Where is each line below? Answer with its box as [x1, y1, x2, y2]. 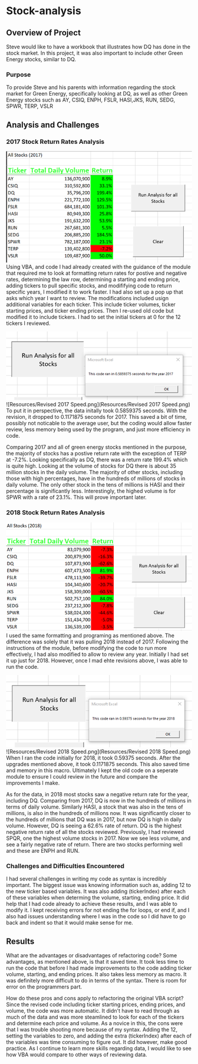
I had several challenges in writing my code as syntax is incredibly [6, 875, 167, 882]
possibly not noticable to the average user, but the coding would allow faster [6, 420, 192, 427]
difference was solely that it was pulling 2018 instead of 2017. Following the [6, 638, 189, 645]
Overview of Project [6, 28, 81, 38]
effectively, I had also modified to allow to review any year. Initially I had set [6, 651, 189, 658]
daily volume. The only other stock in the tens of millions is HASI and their [6, 481, 185, 488]
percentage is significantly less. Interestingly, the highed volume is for [6, 488, 176, 495]
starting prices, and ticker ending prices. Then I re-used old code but [6, 307, 174, 314]
